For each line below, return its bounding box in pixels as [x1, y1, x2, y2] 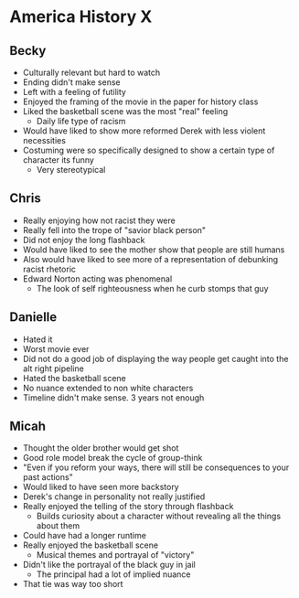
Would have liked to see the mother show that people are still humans [22, 244, 285, 255]
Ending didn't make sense [22, 77, 121, 88]
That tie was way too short [22, 579, 123, 590]
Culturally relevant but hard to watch [22, 67, 161, 78]
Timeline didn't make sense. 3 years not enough [22, 391, 205, 403]
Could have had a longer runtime [22, 530, 146, 541]
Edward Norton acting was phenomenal [22, 272, 173, 284]
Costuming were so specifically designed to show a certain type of [22, 144, 275, 155]
